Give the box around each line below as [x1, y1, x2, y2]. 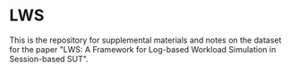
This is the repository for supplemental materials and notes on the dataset [9, 35, 282, 45]
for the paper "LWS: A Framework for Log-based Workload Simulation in [9, 43, 277, 54]
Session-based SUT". [9, 53, 89, 64]
